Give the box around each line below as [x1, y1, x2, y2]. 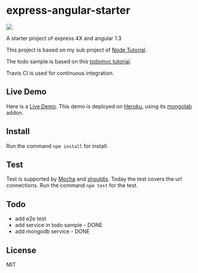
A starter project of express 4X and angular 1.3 [6, 34, 122, 42]
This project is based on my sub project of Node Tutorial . [6, 46, 147, 53]
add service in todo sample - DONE [14, 222, 103, 229]
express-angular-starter [6, 4, 131, 17]
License [6, 245, 37, 255]
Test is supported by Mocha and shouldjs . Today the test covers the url [6, 175, 182, 183]
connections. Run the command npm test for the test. [6, 182, 138, 189]
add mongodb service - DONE [14, 228, 90, 235]
